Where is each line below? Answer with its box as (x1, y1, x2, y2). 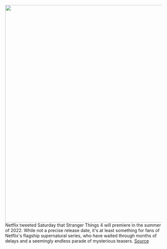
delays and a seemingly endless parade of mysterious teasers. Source (5, 238, 149, 244)
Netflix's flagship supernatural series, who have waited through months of (5, 233, 157, 239)
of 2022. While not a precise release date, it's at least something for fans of (5, 228, 160, 233)
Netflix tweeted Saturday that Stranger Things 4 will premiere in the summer (5, 222, 162, 228)
